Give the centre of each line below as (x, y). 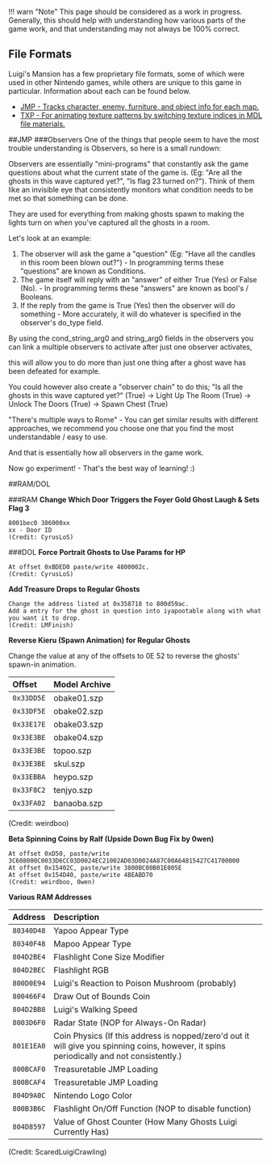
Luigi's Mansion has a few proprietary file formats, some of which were (127, 74)
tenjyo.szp (73, 790)
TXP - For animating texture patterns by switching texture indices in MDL (141, 115)
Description (76, 917)
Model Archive (82, 684)
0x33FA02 (29, 803)
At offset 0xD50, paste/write (59, 854)
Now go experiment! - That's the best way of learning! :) (102, 468)
